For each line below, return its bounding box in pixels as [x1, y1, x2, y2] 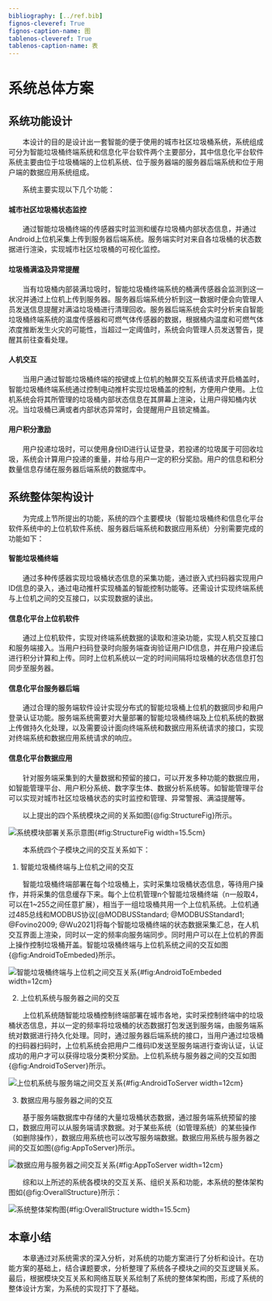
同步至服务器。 [8, 663, 58, 673]
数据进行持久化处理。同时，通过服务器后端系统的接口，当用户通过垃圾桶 [22, 1030, 264, 1040]
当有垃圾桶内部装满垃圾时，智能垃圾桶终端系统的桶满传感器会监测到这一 [22, 284, 264, 294]
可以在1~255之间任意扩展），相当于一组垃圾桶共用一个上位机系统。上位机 [8, 899, 253, 909]
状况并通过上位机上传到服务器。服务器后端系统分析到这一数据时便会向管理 [8, 294, 257, 304]
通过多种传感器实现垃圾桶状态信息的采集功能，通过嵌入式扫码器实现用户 [22, 572, 264, 583]
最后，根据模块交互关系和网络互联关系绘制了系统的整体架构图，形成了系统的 [8, 1273, 264, 1283]
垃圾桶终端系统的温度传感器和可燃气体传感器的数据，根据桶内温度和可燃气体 [8, 314, 264, 324]
